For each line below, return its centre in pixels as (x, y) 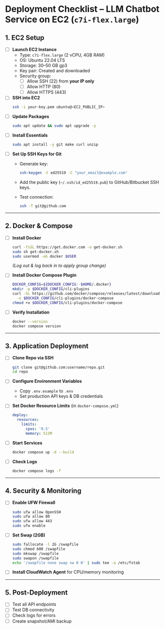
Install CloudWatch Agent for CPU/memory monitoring (68, 572)
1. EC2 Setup (25, 38)
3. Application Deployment (47, 346)
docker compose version (37, 326)
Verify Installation (31, 312)
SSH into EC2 (26, 98)
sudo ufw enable (29, 526)
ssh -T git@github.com (43, 206)
